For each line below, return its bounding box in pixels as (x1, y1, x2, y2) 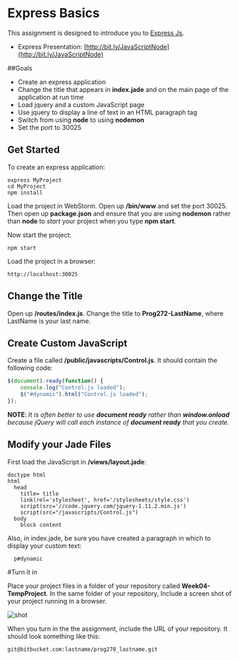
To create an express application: (7, 163, 106, 171)
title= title (20, 490, 59, 497)
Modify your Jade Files (7, 439, 112, 451)
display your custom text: (7, 541, 82, 550)
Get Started (7, 144, 60, 156)
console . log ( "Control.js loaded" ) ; (20, 384, 126, 392)
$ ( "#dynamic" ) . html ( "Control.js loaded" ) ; (20, 391, 148, 398)
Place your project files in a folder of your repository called (7, 582, 180, 590)
